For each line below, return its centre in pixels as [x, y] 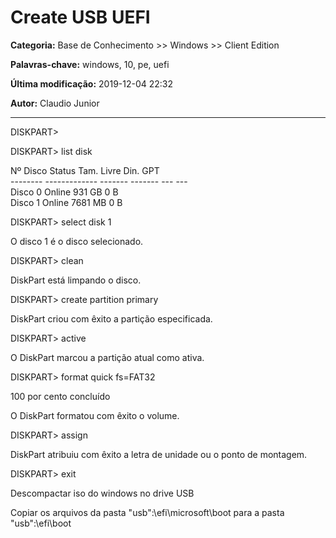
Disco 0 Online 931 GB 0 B [64, 192]
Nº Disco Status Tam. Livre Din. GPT [85, 170]
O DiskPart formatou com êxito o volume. [95, 415]
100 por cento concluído [60, 396]
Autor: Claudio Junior [55, 103]
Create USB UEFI [80, 17]
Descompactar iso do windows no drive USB [102, 493]
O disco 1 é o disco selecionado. [77, 241]
